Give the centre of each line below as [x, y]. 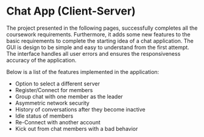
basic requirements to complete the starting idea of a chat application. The [100, 41]
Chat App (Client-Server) [71, 11]
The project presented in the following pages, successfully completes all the [102, 28]
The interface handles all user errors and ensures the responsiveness [93, 53]
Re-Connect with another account [58, 122]
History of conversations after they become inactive [80, 109]
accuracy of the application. [41, 60]
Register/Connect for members [54, 90]
